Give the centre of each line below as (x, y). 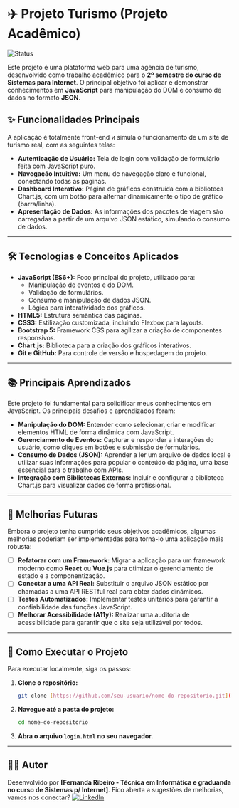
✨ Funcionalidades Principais (74, 120)
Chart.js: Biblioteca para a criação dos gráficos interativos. (105, 345)
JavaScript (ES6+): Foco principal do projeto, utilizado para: (106, 277)
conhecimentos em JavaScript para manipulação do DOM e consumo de (115, 90)
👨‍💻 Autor (28, 765)
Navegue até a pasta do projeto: (66, 710)
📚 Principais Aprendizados (69, 383)
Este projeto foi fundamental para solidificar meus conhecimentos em (109, 404)
